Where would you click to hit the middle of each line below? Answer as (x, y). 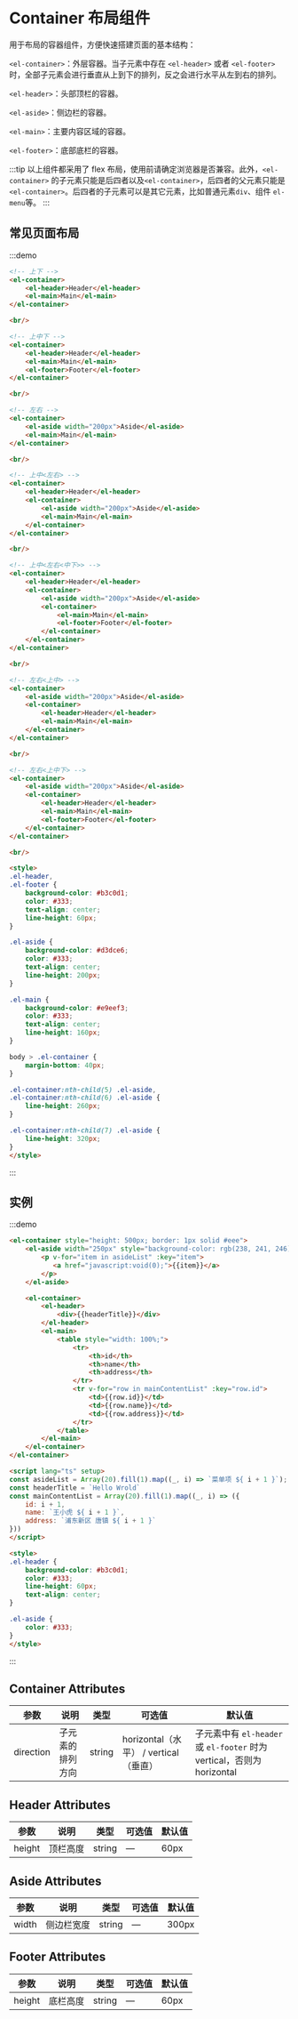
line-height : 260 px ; (63, 1106)
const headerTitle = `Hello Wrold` (75, 1488)
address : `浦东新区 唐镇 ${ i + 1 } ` (91, 1521)
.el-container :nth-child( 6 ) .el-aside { (85, 1098)
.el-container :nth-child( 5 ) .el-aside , (83, 1090)
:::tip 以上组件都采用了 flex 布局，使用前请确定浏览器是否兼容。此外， (136, 169)
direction (32, 1752)
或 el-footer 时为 (231, 1747)
